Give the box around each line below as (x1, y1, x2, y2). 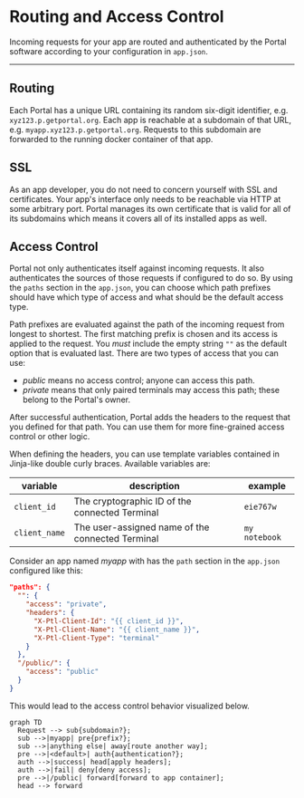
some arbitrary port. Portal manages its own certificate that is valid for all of (9, 203, 291, 214)
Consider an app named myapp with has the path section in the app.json (9, 555, 280, 567)
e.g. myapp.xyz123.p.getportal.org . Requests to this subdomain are (9, 124, 261, 135)
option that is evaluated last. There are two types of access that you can (9, 348, 279, 359)
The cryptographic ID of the (73, 495, 192, 508)
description (128, 480, 180, 493)
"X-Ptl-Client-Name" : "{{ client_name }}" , (33, 625, 201, 634)
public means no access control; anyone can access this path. (22, 375, 255, 386)
